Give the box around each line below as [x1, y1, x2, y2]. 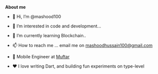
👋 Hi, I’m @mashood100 [12, 14, 61, 19]
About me [5, 4, 26, 10]
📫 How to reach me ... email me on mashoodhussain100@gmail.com [12, 43, 153, 48]
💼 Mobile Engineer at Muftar [12, 54, 70, 59]
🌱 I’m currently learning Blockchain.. [12, 33, 86, 38]
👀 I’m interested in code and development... [12, 23, 102, 29]
